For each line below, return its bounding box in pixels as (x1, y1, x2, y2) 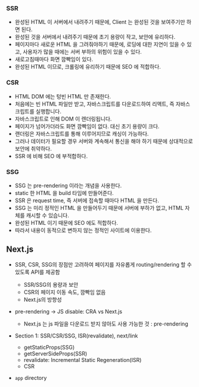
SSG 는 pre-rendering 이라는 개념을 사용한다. (14, 182, 122, 189)
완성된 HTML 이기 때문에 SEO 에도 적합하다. (14, 219, 118, 226)
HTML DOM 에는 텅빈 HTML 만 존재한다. (14, 92, 111, 100)
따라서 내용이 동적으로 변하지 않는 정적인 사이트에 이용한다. (14, 227, 152, 234)
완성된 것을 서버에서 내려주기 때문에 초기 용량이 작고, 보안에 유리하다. (14, 33, 176, 41)
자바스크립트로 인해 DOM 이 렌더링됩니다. (14, 115, 112, 122)
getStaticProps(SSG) (23, 343, 75, 351)
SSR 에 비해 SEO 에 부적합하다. (14, 152, 88, 159)
